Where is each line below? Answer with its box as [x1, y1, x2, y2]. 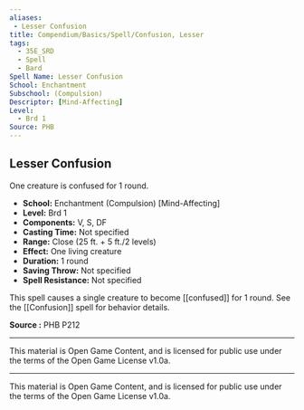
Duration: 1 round [22, 255, 89, 266]
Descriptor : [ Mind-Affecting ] [9, 97, 124, 107]
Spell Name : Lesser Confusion [9, 72, 124, 81]
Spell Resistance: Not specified [22, 274, 142, 285]
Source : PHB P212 [9, 319, 81, 330]
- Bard [17, 64, 43, 73]
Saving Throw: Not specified [22, 264, 131, 276]
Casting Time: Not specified [22, 226, 129, 237]
